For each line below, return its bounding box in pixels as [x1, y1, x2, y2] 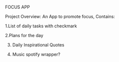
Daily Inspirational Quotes [12, 42, 65, 48]
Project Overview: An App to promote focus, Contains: [5, 14, 115, 19]
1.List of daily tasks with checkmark [5, 23, 77, 29]
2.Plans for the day [5, 33, 43, 38]
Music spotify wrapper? [12, 51, 60, 57]
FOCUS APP [5, 4, 30, 10]
